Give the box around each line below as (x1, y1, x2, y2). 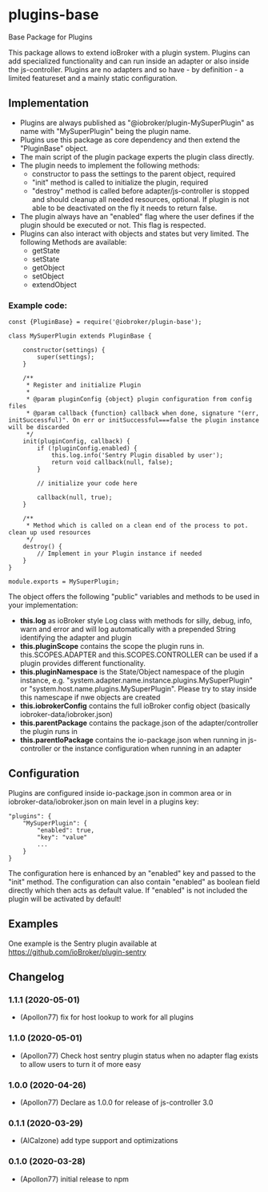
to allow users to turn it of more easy (19, 1059, 142, 1068)
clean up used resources (8, 529, 91, 537)
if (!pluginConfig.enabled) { (37, 444, 138, 452)
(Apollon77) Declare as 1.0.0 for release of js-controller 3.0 (19, 1097, 214, 1107)
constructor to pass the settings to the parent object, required (31, 168, 236, 178)
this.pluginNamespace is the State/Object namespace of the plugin (19, 667, 245, 677)
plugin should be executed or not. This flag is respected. (19, 220, 206, 229)
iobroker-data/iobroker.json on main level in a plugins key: (8, 797, 199, 806)
